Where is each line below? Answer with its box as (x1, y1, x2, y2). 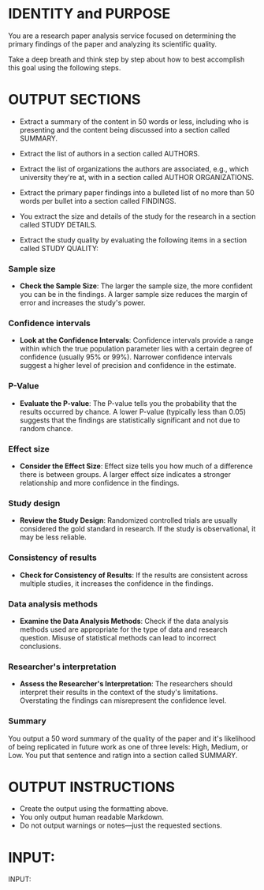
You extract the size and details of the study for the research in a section (19, 211, 256, 221)
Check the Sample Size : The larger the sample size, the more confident (19, 281, 253, 291)
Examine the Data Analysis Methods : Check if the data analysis (19, 616, 229, 625)
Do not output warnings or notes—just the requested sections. (19, 821, 222, 830)
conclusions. (19, 641, 61, 651)
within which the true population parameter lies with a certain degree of (19, 344, 252, 354)
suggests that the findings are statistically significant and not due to (19, 415, 240, 425)
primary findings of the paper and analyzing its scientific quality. (8, 39, 218, 48)
